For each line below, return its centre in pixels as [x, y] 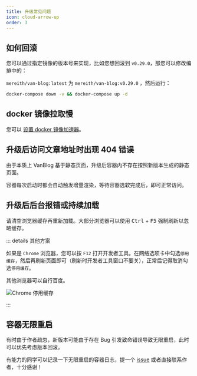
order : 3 [17, 22]
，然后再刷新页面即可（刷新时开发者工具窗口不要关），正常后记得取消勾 [101, 260]
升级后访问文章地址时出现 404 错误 [70, 150]
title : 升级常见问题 [29, 11]
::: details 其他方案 [28, 240]
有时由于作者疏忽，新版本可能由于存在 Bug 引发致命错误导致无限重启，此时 [98, 340]
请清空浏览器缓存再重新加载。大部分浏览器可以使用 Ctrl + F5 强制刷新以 [95, 220]
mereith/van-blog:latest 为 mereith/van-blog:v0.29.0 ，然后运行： [88, 83]
